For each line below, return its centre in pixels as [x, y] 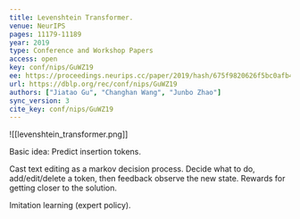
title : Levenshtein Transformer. [71, 17]
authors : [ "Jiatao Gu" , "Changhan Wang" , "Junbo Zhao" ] [115, 92]
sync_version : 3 [39, 101]
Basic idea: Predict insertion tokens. [75, 152]
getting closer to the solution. [63, 188]
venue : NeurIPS [37, 26]
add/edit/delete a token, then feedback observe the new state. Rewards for [147, 179]
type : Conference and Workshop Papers [81, 51]
